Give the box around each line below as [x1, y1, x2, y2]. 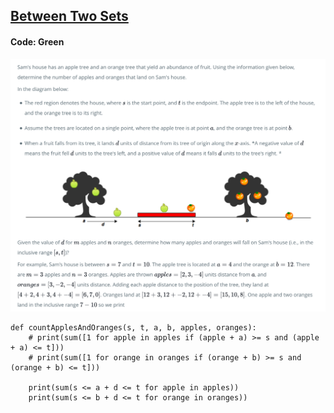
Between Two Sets [10, 8, 129, 25]
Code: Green [10, 35, 65, 48]
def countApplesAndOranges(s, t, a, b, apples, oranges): [10, 322, 257, 333]
